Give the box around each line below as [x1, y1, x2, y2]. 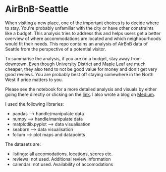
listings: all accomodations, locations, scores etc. [12, 151, 113, 157]
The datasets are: [5, 141, 41, 147]
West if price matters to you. [5, 77, 63, 83]
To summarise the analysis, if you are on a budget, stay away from [5, 55, 141, 61]
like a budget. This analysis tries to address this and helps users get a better [5, 30, 161, 36]
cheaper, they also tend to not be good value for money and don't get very [5, 66, 158, 72]
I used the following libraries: [5, 101, 64, 107]
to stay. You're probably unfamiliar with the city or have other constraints [5, 25, 154, 31]
